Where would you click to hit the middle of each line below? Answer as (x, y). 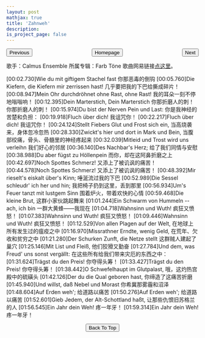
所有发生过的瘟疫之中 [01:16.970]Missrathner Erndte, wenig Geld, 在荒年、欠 (102, 231)
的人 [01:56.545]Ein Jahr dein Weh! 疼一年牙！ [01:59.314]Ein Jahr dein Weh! (103, 308)
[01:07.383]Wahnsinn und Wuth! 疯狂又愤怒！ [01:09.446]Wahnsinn (103, 216)
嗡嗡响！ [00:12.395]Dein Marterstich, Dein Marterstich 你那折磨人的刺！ (103, 102)
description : (23, 29)
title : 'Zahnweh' (28, 23)
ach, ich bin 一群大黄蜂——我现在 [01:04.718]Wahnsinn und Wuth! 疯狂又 (98, 208)
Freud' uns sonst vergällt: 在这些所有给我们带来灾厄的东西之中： (87, 254)
